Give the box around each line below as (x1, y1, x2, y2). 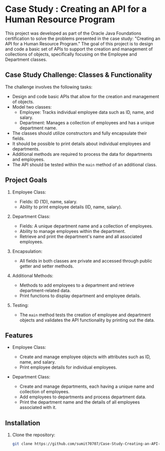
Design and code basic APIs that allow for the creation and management (12, 93, 159, 99)
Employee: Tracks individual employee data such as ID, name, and (19, 109, 154, 115)
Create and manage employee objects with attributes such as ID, (19, 354, 151, 360)
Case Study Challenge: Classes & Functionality (5, 71, 153, 79)
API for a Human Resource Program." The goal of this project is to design (5, 40, 154, 46)
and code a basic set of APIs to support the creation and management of (5, 46, 153, 52)
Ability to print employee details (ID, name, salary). (19, 204, 122, 210)
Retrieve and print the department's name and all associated (19, 233, 142, 239)
